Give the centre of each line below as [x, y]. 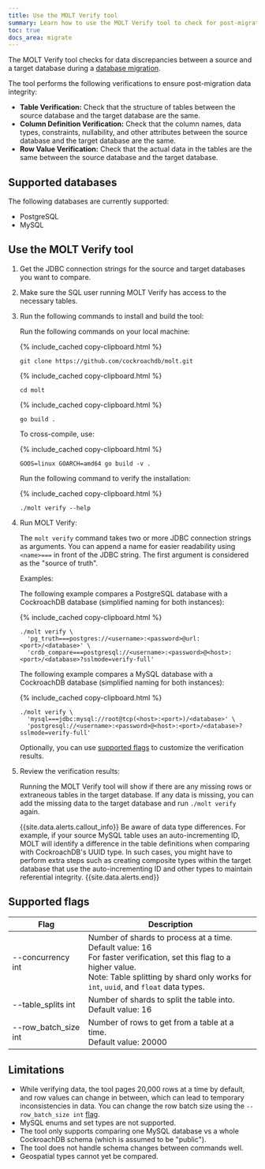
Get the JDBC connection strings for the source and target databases [132, 268]
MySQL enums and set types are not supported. [97, 1122]
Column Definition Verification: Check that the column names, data [131, 124]
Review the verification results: [70, 771]
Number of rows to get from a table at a [161, 1022]
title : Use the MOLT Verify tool [63, 15]
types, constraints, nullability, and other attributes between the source [134, 133]
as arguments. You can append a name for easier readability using [127, 546]
